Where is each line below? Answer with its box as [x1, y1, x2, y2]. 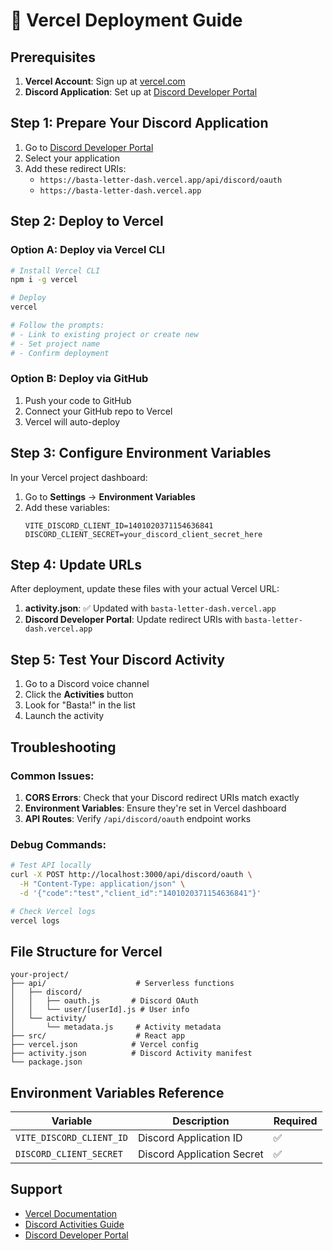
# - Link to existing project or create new [10, 329, 199, 339]
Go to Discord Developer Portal [24, 141, 154, 153]
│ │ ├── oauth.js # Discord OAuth [10, 996, 199, 1006]
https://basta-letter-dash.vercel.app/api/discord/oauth [39, 175, 283, 185]
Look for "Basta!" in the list [24, 699, 136, 711]
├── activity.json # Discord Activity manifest [10, 1049, 253, 1059]
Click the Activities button [24, 689, 134, 701]
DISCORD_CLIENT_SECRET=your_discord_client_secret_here [24, 529, 263, 539]
